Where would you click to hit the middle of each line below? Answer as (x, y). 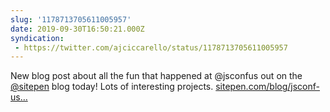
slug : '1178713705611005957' (71, 19)
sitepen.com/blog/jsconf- (268, 87)
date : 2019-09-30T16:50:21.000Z (77, 29)
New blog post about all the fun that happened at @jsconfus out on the (156, 76)
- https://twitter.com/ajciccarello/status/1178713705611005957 (151, 47)
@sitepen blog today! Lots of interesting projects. (112, 87)
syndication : (37, 38)
